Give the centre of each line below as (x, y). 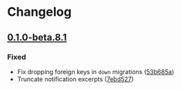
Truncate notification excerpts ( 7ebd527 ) (75, 79)
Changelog (39, 12)
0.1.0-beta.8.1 (37, 37)
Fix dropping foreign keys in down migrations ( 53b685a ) (96, 71)
